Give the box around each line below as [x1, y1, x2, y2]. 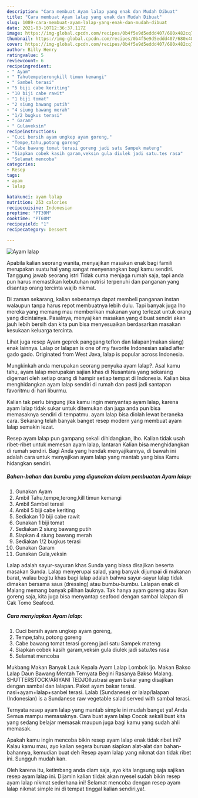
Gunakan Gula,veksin [15, 550, 67, 557]
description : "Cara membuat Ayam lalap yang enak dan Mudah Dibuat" [6, 8, 178, 15]
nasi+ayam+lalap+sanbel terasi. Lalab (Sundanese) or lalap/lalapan [6, 688, 169, 696]
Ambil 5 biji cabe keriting [15, 506, 75, 514]
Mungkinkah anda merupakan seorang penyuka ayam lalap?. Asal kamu [6, 362, 181, 369]
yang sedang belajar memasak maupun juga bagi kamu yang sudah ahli [6, 719, 180, 726]
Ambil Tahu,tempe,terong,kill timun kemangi [15, 494, 122, 501]
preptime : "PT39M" [6, 210, 52, 216]
